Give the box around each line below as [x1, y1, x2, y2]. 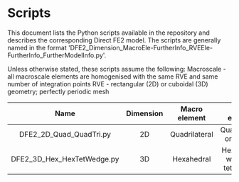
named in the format [7, 43, 67, 52]
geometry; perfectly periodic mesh [7, 87, 110, 96]
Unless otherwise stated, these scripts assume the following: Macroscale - [7, 64, 226, 73]
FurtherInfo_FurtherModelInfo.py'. [7, 51, 107, 59]
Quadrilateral [169, 129, 213, 139]
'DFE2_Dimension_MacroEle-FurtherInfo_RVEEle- [68, 43, 213, 52]
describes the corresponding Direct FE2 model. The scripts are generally [7, 35, 221, 44]
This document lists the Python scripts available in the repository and [7, 28, 210, 37]
